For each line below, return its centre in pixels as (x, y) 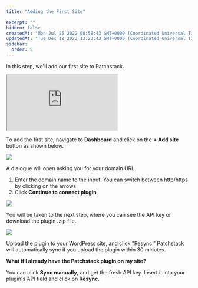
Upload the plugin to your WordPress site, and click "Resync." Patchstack (95, 243)
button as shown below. (35, 145)
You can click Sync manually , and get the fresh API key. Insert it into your (96, 272)
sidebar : (17, 44)
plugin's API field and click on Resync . (53, 279)
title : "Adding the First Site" (46, 11)
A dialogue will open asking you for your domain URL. (71, 168)
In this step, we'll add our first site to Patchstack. (65, 66)
